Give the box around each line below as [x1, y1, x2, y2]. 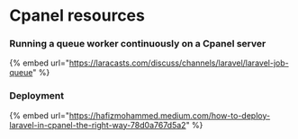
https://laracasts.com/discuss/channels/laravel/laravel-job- [68, 57, 290, 68]
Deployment [9, 90, 65, 102]
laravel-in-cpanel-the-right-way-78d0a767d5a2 [9, 119, 186, 130]
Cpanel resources [9, 5, 146, 26]
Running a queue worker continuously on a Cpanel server [9, 38, 266, 50]
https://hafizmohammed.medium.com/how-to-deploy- [68, 109, 271, 121]
